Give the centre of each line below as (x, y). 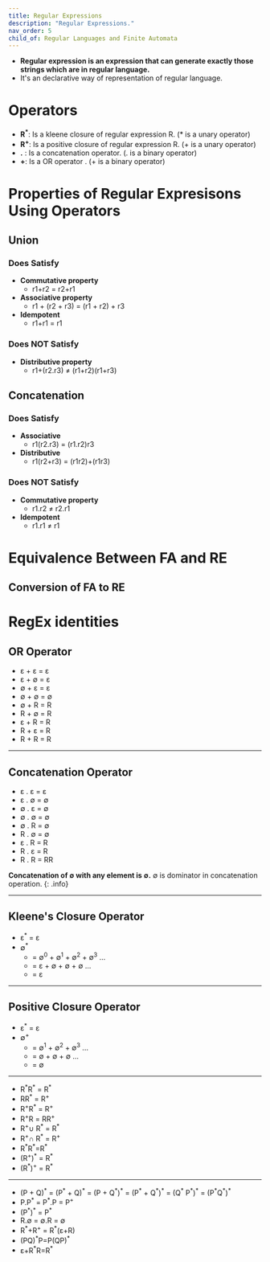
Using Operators (64, 211)
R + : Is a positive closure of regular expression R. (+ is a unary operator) (138, 143)
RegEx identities (63, 622)
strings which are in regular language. (85, 70)
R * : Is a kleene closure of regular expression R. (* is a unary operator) (135, 133)
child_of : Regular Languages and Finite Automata (93, 38)
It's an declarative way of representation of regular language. (121, 78)
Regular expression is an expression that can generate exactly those (137, 61)
